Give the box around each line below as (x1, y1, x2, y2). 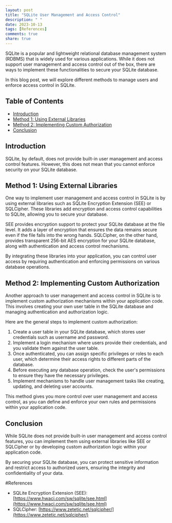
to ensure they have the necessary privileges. (12, 372, 109, 379)
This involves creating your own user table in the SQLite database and (5, 304, 154, 310)
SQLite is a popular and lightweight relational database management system (5, 50, 166, 57)
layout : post (5, 7, 33, 13)
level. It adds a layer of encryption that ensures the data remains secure (5, 227, 158, 233)
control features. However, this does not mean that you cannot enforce (5, 161, 155, 167)
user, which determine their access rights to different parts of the (12, 356, 151, 362)
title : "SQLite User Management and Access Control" (5, 12, 121, 17)
